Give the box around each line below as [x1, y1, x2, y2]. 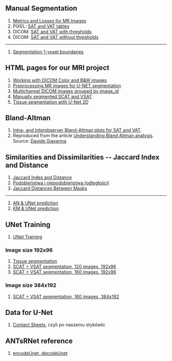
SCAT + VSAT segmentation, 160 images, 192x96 [12, 269, 117, 275]
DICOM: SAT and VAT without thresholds [12, 34, 99, 40]
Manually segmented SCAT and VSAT [12, 93, 92, 99]
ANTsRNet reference [5, 336, 73, 345]
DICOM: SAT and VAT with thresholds [12, 28, 92, 35]
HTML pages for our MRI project [5, 63, 110, 72]
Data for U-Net [5, 308, 53, 317]
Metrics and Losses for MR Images [12, 17, 87, 24]
